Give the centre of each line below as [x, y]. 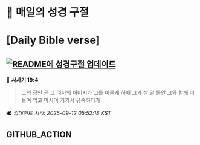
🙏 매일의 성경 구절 [48, 12]
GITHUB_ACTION [39, 134]
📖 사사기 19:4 [22, 80]
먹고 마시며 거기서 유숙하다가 [66, 100]
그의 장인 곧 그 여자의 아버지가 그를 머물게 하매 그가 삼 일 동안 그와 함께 [105, 93]
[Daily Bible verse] [53, 40]
